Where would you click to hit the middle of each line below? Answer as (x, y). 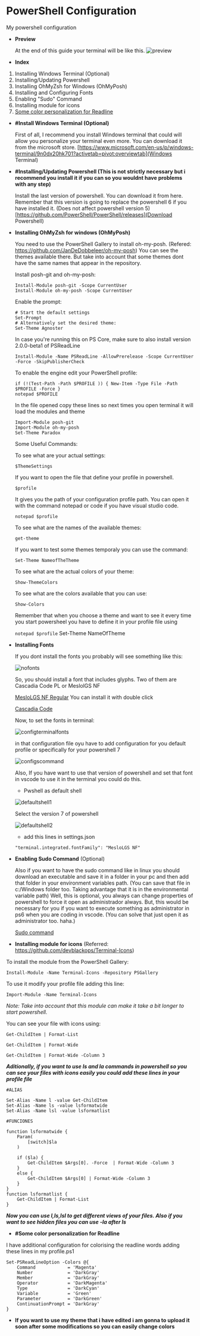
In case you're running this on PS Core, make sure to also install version (103, 339)
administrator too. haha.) (45, 920)
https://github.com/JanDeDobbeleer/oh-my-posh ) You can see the (96, 250)
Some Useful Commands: (46, 444)
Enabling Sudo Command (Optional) (60, 859)
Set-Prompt (28, 318)
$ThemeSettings (34, 466)
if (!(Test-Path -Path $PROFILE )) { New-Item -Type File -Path (96, 383)
